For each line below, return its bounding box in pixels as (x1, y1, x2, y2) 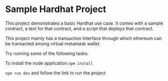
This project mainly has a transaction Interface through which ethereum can (5, 35, 162, 41)
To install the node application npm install (5, 60, 93, 66)
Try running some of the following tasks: (5, 50, 89, 56)
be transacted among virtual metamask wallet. (5, 40, 101, 46)
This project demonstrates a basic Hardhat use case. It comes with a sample (5, 20, 163, 26)
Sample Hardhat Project (5, 4, 106, 15)
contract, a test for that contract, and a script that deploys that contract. (5, 25, 154, 31)
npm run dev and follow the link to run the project (5, 69, 106, 76)
